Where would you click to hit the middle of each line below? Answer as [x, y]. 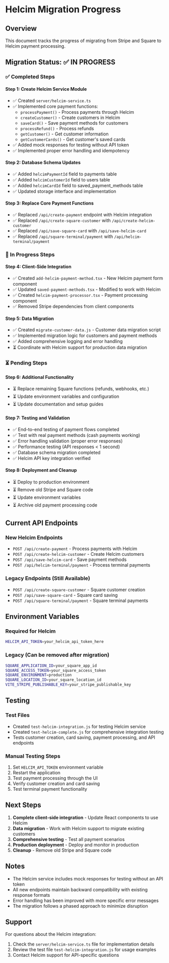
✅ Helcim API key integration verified [52, 458]
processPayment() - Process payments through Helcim [77, 112]
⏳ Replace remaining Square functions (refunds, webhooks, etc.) [81, 389]
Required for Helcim [31, 631]
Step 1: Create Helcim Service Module [46, 89]
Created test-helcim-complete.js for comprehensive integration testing [88, 732]
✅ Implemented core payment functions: [55, 106]
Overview [21, 28]
